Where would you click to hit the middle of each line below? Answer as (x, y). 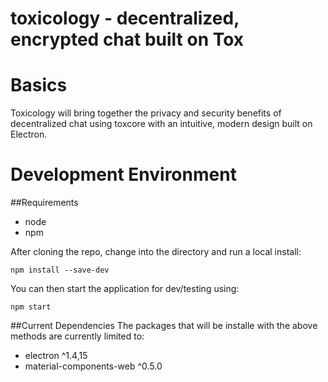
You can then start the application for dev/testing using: (125, 289)
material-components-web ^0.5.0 (93, 366)
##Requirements (44, 203)
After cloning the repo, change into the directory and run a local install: (156, 252)
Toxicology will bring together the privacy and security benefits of (146, 113)
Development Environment (123, 174)
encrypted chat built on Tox (127, 39)
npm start (31, 307)
